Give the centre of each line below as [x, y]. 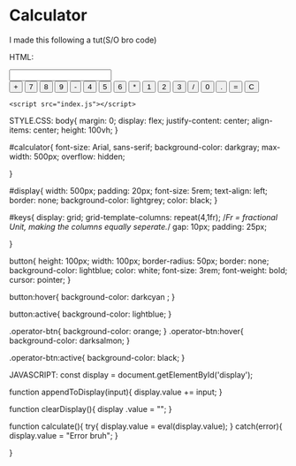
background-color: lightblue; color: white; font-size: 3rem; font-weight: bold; [148, 270]
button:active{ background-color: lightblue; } [91, 314]
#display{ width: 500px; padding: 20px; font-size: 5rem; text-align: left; [138, 190]
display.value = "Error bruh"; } [64, 435]
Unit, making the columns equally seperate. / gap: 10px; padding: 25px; [138, 226]
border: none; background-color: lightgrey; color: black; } [114, 200]
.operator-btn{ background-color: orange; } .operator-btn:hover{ [127, 331]
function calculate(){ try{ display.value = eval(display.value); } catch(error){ [146, 426]
